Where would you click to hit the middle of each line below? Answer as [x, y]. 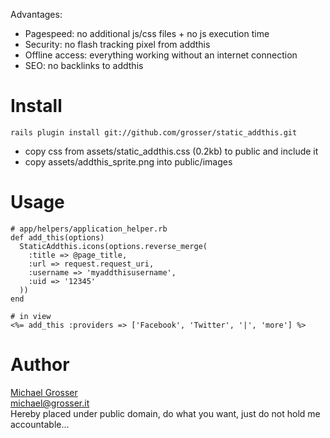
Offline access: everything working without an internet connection [161, 55]
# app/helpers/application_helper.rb [89, 229]
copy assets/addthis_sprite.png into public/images [128, 161]
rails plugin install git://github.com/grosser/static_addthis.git [154, 132]
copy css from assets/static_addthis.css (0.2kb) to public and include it [171, 151]
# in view [31, 316]
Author [40, 365]
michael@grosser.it [50, 403]
